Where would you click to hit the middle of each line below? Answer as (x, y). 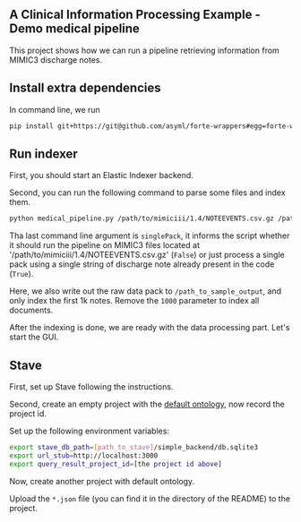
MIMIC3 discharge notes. (56, 60)
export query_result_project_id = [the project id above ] (116, 464)
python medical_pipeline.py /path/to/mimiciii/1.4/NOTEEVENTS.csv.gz (142, 218)
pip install (31, 126)
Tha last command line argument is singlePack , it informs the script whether (150, 235)
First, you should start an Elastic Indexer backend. (102, 175)
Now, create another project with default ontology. (102, 481)
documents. (31, 310)
